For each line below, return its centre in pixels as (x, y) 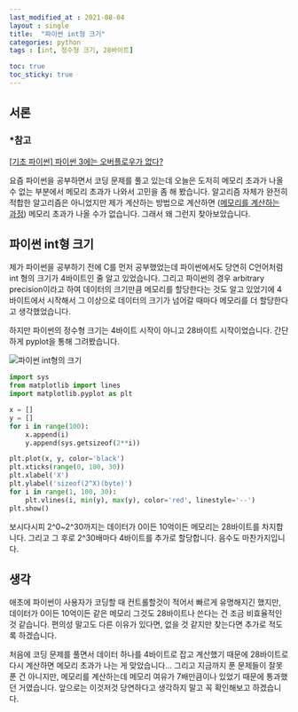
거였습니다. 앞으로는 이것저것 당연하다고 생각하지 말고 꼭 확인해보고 (134, 688)
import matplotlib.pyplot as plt (71, 394)
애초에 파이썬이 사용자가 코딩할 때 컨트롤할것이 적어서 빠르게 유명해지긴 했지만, (145, 602)
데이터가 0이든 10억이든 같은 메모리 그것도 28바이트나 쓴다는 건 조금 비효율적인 (146, 613)
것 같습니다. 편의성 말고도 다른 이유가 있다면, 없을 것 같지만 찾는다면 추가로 (138, 625)
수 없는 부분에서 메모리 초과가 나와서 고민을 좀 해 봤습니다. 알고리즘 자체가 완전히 (149, 191)
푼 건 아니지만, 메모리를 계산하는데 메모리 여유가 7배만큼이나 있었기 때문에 (137, 676)
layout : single (39, 26)
